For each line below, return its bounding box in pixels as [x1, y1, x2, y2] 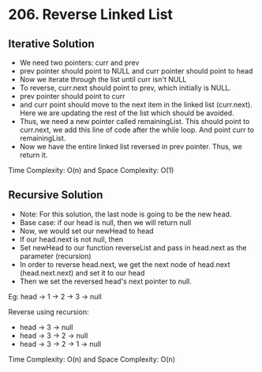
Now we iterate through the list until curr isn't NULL [19, 75, 187, 84]
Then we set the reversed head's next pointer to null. [19, 276, 192, 286]
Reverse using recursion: [8, 306, 89, 317]
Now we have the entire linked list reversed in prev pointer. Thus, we [19, 142, 242, 151]
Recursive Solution [8, 188, 103, 202]
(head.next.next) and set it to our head [19, 268, 145, 277]
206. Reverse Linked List [8, 6, 174, 24]
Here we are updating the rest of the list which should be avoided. [19, 108, 234, 118]
